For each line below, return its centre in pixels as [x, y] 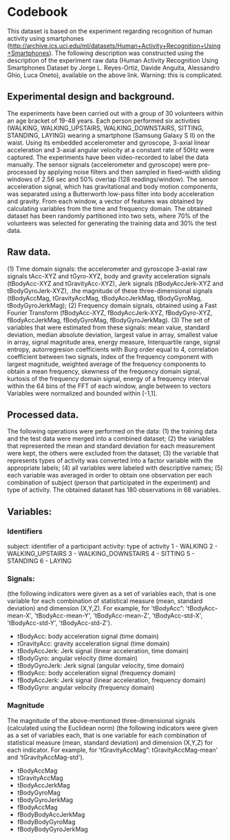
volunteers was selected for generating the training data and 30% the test [112, 223]
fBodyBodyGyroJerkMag [52, 829]
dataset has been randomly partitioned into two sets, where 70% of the [108, 216]
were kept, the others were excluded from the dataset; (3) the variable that [113, 453]
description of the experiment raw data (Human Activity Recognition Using [113, 60]
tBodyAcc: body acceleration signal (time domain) [88, 636]
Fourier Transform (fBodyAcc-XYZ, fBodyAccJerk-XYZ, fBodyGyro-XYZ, [110, 313]
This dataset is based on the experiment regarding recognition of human [110, 31]
